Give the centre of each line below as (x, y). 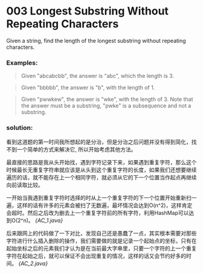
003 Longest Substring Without (88, 11)
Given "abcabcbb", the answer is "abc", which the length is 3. (97, 76)
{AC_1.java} (49, 220)
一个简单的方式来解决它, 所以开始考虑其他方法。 (76, 149)
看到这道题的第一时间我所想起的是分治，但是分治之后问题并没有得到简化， (99, 142)
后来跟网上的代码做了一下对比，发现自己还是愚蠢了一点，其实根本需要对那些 (101, 233)
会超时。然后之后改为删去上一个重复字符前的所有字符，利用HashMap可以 (98, 213)
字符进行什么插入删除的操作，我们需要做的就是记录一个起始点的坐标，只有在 (101, 240)
